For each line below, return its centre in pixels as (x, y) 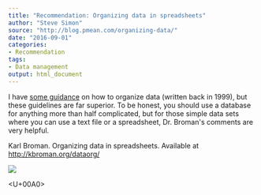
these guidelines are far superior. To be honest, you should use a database (130, 105)
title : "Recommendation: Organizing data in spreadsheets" (107, 15)
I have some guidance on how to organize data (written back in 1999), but (128, 96)
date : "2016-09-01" (40, 37)
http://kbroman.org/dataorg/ (54, 154)
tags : (17, 60)
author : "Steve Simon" (45, 23)
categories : (28, 45)
